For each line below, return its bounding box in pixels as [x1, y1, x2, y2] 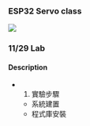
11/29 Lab [8, 43, 46, 54]
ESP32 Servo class [8, 6, 82, 17]
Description [8, 62, 48, 72]
